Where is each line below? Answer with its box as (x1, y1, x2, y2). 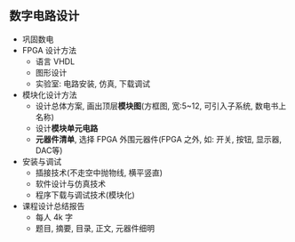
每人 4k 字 (35, 212, 74, 222)
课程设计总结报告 (21, 200, 85, 211)
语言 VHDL (35, 56, 76, 67)
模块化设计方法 (21, 89, 77, 100)
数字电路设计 (9, 8, 80, 24)
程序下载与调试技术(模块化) (35, 190, 135, 200)
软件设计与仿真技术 (35, 178, 107, 189)
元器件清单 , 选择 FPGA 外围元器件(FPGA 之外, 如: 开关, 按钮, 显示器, (35, 133, 283, 144)
